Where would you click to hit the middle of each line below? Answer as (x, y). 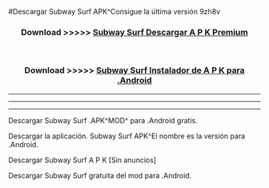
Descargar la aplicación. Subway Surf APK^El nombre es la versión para (127, 136)
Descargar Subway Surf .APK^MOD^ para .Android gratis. (103, 120)
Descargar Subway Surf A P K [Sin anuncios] (82, 160)
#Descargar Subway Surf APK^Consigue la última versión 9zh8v (114, 12)
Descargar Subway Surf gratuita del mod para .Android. (100, 175)
